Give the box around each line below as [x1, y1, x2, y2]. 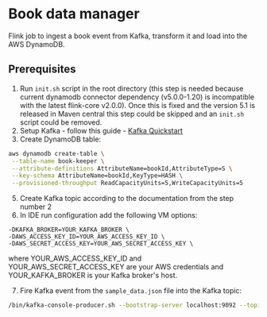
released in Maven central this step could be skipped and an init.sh [19, 109, 245, 118]
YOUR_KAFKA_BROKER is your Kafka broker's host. [8, 271, 178, 280]
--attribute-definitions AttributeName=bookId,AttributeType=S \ [11, 164, 233, 172]
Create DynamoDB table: [19, 134, 102, 144]
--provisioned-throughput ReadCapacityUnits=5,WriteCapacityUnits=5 [11, 180, 244, 187]
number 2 [19, 202, 52, 211]
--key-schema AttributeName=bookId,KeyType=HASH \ [11, 172, 183, 180]
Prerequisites [8, 63, 76, 76]
